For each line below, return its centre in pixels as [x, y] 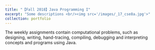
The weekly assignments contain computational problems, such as [71, 33]
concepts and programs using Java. [41, 43]
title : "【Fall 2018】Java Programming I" [48, 9]
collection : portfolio [28, 18]
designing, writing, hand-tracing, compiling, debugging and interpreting [77, 37]
